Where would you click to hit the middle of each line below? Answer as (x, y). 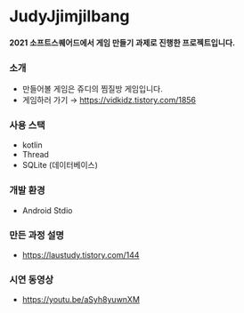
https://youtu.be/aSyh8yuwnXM (81, 300)
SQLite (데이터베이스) (60, 165)
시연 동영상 (32, 279)
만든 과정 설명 (37, 235)
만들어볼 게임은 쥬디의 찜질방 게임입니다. (92, 89)
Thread (35, 155)
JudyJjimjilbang (70, 16)
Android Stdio (47, 210)
